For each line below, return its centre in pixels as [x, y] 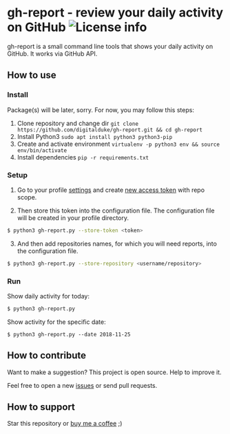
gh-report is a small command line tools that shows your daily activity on [110, 46]
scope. [27, 197]
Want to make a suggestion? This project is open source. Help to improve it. [114, 372]
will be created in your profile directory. [73, 217]
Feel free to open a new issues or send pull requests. [82, 385]
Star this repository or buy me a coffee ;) [65, 424]
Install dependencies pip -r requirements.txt [83, 157]
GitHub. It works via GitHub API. [52, 54]
